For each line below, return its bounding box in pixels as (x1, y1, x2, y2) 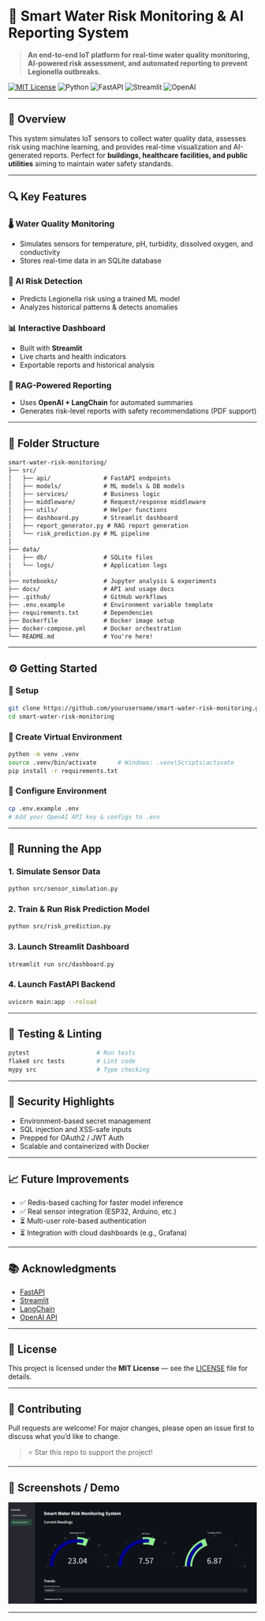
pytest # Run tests (8, 1049, 136, 1057)
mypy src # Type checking (8, 1066, 150, 1074)
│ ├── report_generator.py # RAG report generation (8, 522, 189, 530)
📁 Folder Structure (8, 437, 100, 450)
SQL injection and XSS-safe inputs (19, 1124, 132, 1134)
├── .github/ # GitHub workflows (8, 593, 168, 601)
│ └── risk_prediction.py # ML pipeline (8, 530, 150, 538)
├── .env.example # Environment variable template (8, 601, 214, 609)
